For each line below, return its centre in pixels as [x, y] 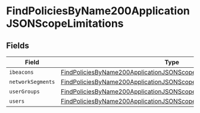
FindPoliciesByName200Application [98, 11]
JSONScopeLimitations [65, 23]
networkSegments [32, 82]
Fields [18, 45]
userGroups [24, 91]
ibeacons [21, 72]
